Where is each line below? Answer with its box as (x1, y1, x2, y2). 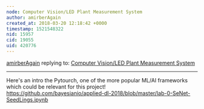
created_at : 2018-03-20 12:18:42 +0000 (6, 20, 107, 26)
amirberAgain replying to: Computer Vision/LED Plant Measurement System (6, 59, 195, 67)
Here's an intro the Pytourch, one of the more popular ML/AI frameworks (6, 76, 188, 84)
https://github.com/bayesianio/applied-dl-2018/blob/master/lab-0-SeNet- (6, 89, 191, 97)
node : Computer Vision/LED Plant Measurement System (6, 8, 143, 15)
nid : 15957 (6, 31, 34, 38)
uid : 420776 (6, 43, 36, 49)
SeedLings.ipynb (6, 96, 49, 103)
